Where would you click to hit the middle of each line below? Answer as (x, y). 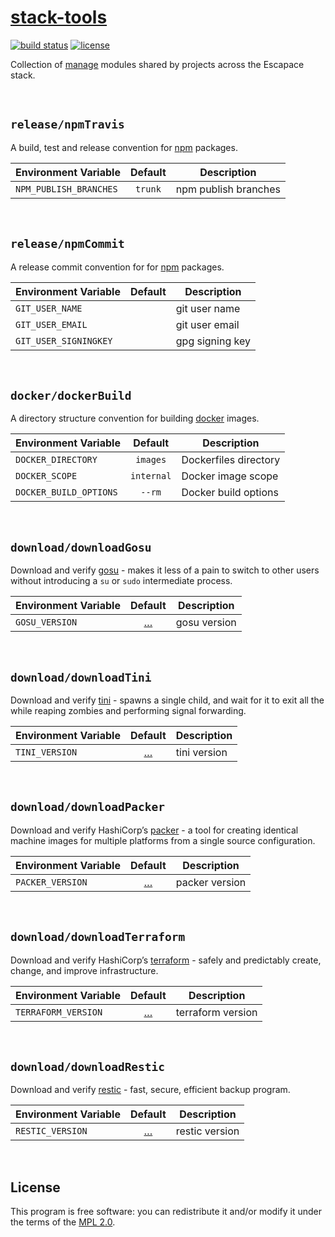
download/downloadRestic (88, 1067)
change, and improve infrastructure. (84, 970)
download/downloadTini (81, 677)
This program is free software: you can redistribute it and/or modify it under (166, 1212)
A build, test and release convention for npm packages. (124, 147)
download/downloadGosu (81, 547)
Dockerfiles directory (231, 460)
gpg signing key (213, 341)
